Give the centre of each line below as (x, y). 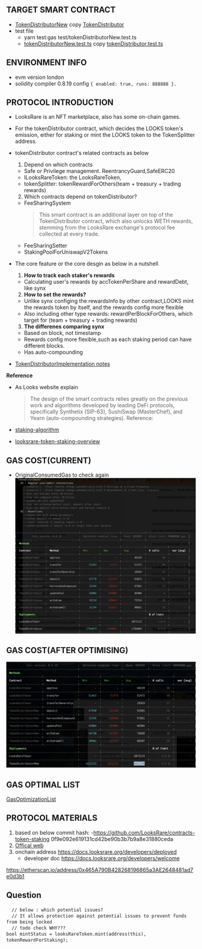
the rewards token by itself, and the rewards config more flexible (104, 307)
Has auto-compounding (53, 352)
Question (24, 895)
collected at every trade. (69, 234)
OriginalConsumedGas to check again (62, 475)
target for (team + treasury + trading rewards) (81, 320)
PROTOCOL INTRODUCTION (60, 103)
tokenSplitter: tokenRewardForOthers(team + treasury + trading (103, 184)
